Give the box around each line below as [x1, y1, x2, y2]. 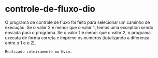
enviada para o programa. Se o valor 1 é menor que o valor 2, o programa [5, 29, 151, 35]
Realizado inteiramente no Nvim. [5, 49, 72, 54]
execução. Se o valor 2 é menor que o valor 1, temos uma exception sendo [5, 24, 154, 30]
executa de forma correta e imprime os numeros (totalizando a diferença [5, 35, 150, 41]
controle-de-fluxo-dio [5, 3, 96, 14]
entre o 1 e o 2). [5, 40, 36, 45]
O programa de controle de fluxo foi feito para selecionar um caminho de [5, 19, 150, 25]
